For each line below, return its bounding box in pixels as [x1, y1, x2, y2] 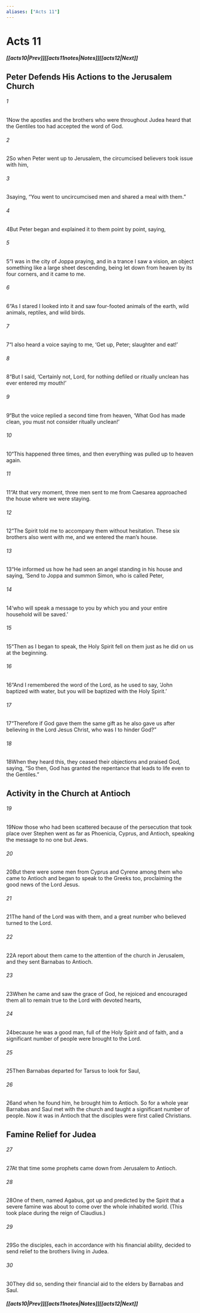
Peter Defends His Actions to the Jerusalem [6, 72, 172, 82]
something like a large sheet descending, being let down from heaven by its [6, 264, 192, 271]
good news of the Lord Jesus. [6, 881, 80, 888]
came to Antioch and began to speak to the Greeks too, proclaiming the [6, 875, 182, 882]
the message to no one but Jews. [6, 837, 88, 844]
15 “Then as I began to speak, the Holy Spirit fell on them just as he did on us [6, 642, 194, 650]
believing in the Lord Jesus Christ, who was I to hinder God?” [6, 726, 157, 733]
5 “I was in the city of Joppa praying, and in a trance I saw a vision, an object [6, 257, 194, 265]
